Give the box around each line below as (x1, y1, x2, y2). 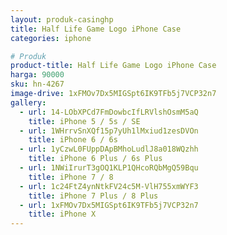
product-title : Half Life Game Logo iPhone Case (10, 61, 217, 71)
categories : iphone (10, 33, 92, 43)
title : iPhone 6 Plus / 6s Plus (28, 154, 163, 164)
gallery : (10, 97, 47, 108)
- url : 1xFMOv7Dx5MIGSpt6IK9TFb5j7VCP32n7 (19, 200, 199, 210)
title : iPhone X (28, 209, 97, 220)
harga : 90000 (10, 70, 65, 80)
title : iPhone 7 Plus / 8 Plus (28, 191, 159, 201)
